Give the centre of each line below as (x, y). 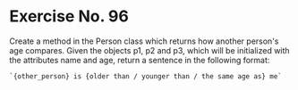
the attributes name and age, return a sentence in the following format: (140, 60)
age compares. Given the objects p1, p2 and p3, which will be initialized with (149, 50)
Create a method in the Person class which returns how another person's (144, 41)
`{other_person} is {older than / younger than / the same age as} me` (145, 76)
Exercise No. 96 (69, 16)
